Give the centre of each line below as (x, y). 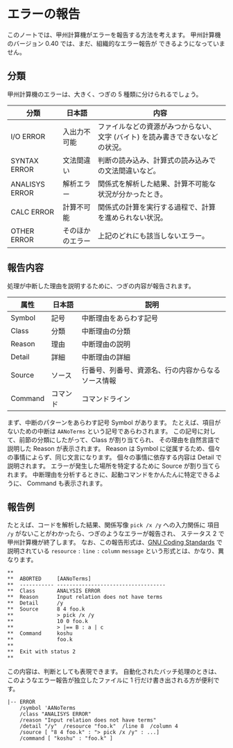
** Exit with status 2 (42, 652)
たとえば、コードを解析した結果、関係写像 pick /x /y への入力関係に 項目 (113, 525)
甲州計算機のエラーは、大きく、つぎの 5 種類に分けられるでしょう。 (105, 94)
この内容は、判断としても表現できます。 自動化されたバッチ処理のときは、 (114, 672)
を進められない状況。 (133, 217)
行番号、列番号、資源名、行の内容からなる (151, 370)
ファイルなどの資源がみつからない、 (157, 126)
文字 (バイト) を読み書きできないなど (158, 137)
